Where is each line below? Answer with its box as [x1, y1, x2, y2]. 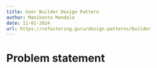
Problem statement [6, 52, 105, 65]
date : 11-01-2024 [6, 20, 51, 26]
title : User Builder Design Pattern [6, 8, 99, 15]
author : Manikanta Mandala [6, 14, 75, 20]
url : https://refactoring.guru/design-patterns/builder [6, 25, 151, 32]
